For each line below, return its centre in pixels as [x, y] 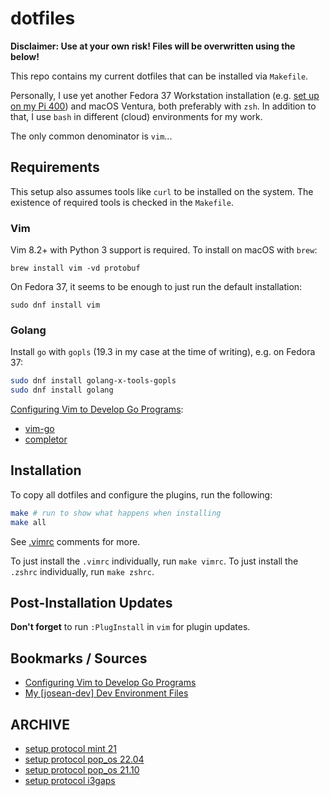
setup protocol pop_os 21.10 [82, 770]
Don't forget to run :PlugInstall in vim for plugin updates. [130, 627]
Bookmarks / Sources [79, 658]
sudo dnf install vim [55, 305]
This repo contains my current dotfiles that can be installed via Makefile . [159, 76]
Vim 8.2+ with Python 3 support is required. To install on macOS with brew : [164, 250]
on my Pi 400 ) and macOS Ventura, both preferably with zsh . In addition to [163, 106]
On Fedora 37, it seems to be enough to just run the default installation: [156, 287]
